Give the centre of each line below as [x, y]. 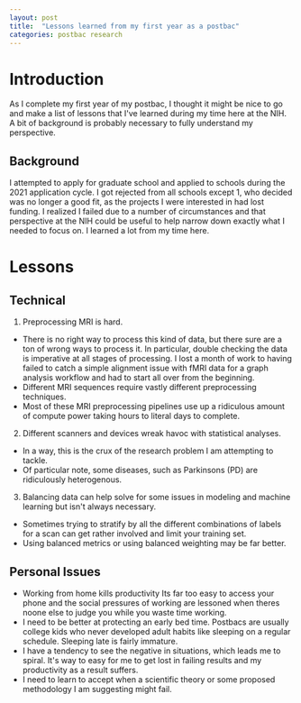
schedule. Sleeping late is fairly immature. [100, 641]
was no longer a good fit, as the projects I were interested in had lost [137, 202]
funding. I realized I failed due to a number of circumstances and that [137, 212]
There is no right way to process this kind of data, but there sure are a [152, 340]
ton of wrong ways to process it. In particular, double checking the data [155, 349]
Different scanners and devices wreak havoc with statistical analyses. [152, 434]
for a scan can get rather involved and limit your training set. [134, 534]
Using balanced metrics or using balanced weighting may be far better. [154, 543]
